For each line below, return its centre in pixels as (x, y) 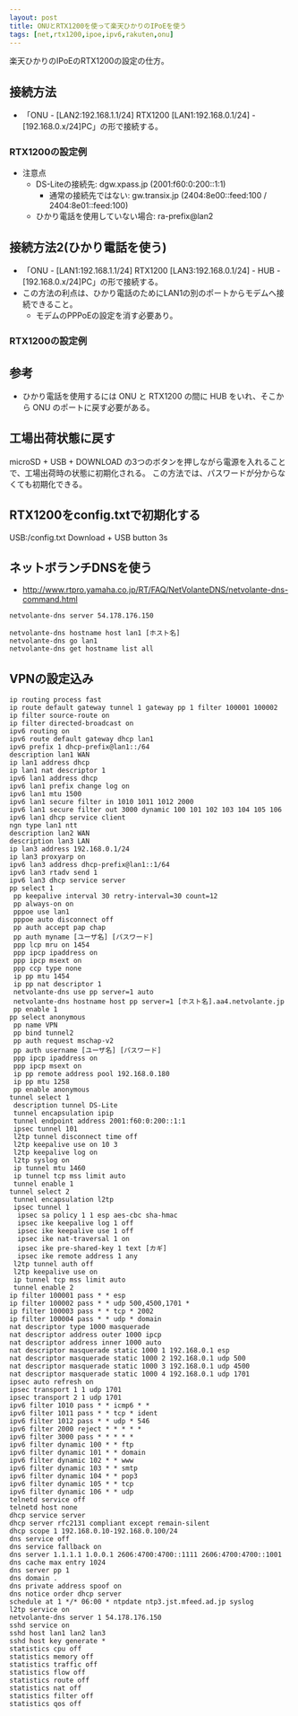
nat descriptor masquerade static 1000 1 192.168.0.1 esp (119, 1351)
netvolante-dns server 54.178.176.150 (81, 616)
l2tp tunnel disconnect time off (76, 1137)
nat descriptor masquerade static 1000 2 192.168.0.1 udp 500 (128, 1359)
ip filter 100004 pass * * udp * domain (86, 1319)
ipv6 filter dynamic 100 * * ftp (72, 1445)
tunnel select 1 (39, 1098)
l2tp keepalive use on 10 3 (65, 1145)
